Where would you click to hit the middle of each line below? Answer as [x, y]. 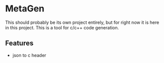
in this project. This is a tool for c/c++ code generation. [62, 27]
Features [19, 43]
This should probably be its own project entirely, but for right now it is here [82, 22]
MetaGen [25, 9]
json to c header [29, 55]
